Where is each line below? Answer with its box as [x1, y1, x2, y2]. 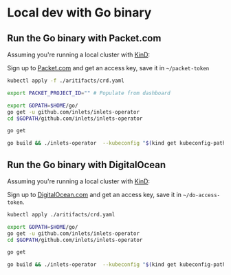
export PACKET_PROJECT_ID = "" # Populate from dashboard [7, 90, 170, 96]
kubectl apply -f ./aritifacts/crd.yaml [7, 77, 125, 84]
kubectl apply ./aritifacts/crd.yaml [7, 211, 115, 218]
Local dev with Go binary [7, 5, 152, 21]
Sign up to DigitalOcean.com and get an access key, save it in [7, 190, 182, 198]
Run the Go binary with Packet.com [7, 32, 162, 44]
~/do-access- [183, 192, 221, 198]
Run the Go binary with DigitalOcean [7, 159, 166, 170]
